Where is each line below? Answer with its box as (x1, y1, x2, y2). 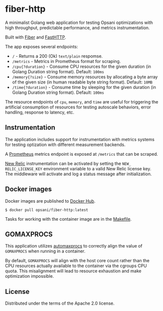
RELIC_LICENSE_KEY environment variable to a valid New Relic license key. (5, 166, 151, 171)
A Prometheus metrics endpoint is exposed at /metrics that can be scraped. (5, 151, 159, 157)
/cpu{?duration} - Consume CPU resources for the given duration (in (12, 63, 151, 69)
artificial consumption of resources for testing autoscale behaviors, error (5, 104, 151, 110)
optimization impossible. (5, 273, 54, 279)
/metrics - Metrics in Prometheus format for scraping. (12, 58, 121, 64)
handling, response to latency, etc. (5, 109, 75, 115)
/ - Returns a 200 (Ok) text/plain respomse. (12, 53, 103, 59)
